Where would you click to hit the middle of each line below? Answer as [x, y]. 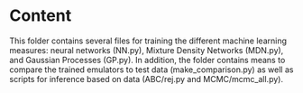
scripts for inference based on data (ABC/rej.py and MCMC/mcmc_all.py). [147, 79]
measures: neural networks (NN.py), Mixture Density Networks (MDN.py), [147, 50]
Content [41, 16]
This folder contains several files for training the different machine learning [148, 41]
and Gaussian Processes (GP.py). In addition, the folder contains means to [147, 60]
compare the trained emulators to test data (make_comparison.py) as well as [151, 70]
